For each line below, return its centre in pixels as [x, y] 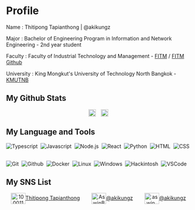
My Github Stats [36, 98]
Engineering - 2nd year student [44, 45]
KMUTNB [18, 80]
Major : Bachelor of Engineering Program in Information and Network [89, 38]
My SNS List [29, 182]
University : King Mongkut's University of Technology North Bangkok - [91, 73]
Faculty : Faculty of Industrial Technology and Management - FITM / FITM [95, 56]
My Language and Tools [51, 132]
